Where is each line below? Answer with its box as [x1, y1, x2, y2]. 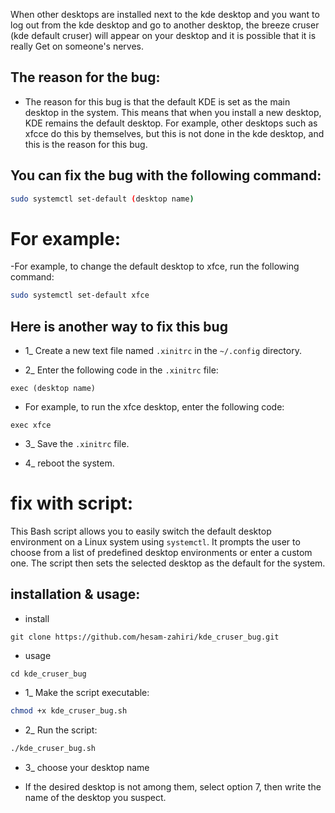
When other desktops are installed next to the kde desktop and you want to [10, 9, 320, 20]
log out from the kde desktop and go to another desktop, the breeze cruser [10, 19, 320, 31]
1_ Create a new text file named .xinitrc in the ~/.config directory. [24, 345, 302, 357]
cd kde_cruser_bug [10, 669, 87, 679]
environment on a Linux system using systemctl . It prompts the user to [10, 536, 301, 548]
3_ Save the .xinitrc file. [24, 438, 130, 450]
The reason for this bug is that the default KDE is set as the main [24, 95, 291, 108]
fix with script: [10, 492, 134, 515]
